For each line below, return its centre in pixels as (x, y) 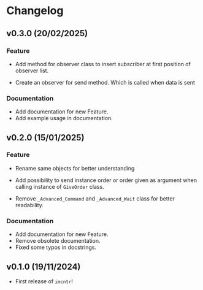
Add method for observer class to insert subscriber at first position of (103, 64)
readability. (29, 205)
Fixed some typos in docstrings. (56, 247)
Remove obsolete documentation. (58, 241)
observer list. (32, 71)
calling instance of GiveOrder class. (59, 186)
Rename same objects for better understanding (75, 168)
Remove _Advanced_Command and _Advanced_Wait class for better (95, 198)
